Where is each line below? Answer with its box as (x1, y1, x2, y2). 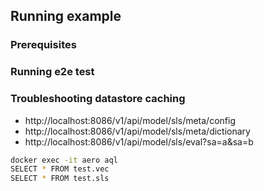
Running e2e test (10, 65, 95, 79)
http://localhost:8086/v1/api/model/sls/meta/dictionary (24, 125, 251, 137)
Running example (10, 8, 122, 25)
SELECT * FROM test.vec (10, 164, 110, 174)
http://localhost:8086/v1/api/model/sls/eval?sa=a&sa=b (24, 135, 254, 148)
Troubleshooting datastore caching (10, 92, 186, 106)
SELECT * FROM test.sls (10, 174, 110, 184)
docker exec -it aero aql (10, 155, 118, 165)
